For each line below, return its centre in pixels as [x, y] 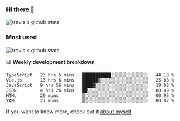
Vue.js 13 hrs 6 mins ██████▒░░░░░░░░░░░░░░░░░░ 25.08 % [90, 80]
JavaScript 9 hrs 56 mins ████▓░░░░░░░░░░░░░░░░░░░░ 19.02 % [90, 85]
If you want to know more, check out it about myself [69, 112]
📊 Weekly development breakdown [50, 62]
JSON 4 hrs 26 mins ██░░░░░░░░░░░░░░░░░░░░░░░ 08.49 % [90, 90]
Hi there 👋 [21, 9]
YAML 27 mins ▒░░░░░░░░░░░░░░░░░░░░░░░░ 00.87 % [90, 100]
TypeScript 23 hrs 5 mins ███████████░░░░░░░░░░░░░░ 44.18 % [90, 75]
